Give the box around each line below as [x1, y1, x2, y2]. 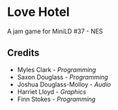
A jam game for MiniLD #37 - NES [7, 27, 104, 35]
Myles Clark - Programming [17, 65, 97, 73]
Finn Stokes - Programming [17, 95, 96, 103]
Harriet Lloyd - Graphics [17, 87, 86, 95]
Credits [7, 47, 40, 59]
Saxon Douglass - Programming [17, 73, 108, 81]
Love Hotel [7, 4, 70, 20]
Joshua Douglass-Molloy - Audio [17, 80, 112, 89]
